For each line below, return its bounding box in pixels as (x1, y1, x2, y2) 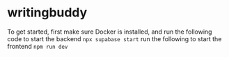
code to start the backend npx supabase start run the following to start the (7, 34, 222, 43)
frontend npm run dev (7, 42, 68, 50)
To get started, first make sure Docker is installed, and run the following (7, 27, 212, 36)
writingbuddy (7, 5, 88, 21)
